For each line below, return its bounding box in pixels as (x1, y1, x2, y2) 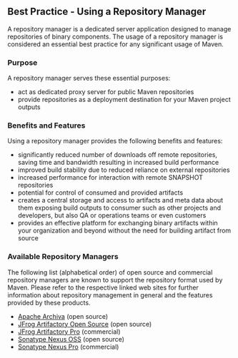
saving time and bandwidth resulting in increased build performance (17, 158, 219, 167)
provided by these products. (7, 298, 91, 307)
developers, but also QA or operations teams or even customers (17, 211, 207, 220)
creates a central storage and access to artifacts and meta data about (17, 196, 224, 205)
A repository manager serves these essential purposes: (7, 74, 171, 83)
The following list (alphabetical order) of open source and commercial (7, 267, 213, 277)
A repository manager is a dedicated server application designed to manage (7, 24, 232, 33)
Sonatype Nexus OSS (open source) (17, 334, 125, 343)
